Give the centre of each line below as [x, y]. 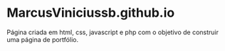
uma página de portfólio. [43, 39]
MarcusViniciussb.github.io [91, 13]
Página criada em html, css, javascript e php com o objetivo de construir [112, 32]
